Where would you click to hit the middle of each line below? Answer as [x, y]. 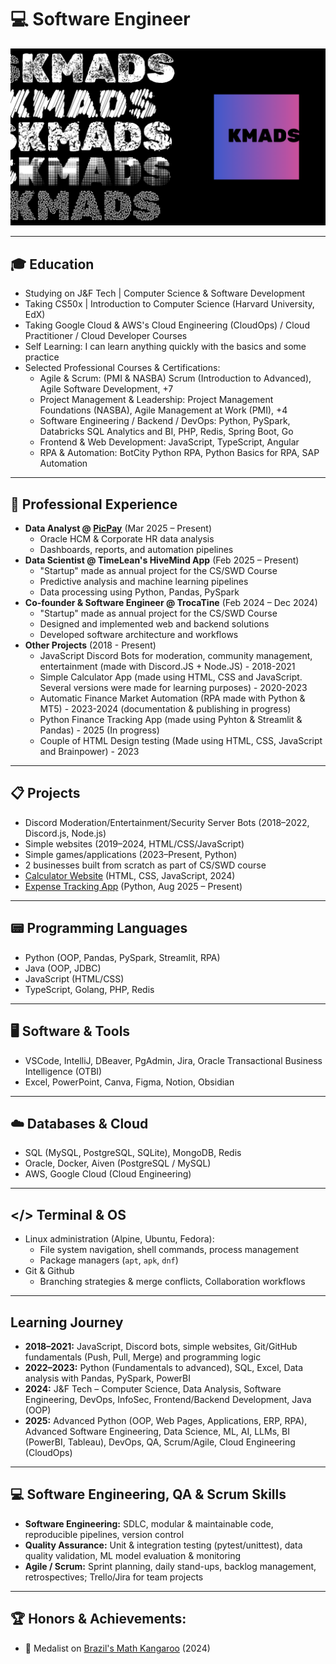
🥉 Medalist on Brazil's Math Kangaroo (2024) [117, 1648]
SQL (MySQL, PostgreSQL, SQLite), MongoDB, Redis [133, 1153]
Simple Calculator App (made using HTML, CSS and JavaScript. [171, 677]
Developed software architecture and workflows [139, 635]
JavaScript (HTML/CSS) [74, 978]
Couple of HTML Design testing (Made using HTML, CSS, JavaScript [181, 741]
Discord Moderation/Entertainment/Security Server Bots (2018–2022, [167, 822]
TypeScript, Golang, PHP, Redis [89, 989]
